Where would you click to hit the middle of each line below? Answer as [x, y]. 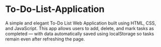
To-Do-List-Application [55, 9]
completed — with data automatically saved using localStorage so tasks [80, 33]
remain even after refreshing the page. [45, 39]
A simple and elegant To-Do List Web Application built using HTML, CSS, [81, 23]
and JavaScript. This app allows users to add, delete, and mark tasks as [80, 28]
